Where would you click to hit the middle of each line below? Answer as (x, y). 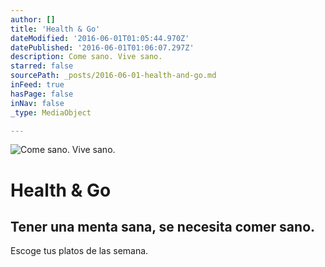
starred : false (42, 66)
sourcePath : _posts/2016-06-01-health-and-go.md (113, 76)
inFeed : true (37, 85)
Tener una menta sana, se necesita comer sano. (163, 226)
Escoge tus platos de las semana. (79, 251)
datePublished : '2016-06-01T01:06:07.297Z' (102, 47)
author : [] (33, 19)
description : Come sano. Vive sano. (86, 57)
